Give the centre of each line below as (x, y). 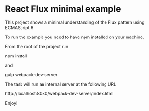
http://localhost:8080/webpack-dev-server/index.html (59, 93)
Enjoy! (11, 103)
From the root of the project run (37, 46)
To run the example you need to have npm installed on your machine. (74, 37)
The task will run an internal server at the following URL (61, 84)
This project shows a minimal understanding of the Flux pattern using (75, 22)
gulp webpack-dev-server (31, 74)
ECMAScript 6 (19, 27)
